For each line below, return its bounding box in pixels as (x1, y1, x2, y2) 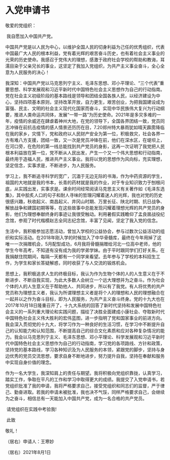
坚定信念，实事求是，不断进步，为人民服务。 (5, 162, 99, 168)
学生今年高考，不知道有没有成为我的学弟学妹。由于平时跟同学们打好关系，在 (5, 247, 165, 253)
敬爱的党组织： (5, 22, 36, 28)
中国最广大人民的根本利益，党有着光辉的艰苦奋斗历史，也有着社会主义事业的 (5, 50, 165, 56)
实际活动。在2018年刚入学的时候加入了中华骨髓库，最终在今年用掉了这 (14, 234, 162, 241)
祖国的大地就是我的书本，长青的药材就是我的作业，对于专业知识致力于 (5, 179, 152, 185)
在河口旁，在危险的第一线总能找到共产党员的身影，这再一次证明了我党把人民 (5, 143, 165, 149)
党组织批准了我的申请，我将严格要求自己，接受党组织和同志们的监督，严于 (5, 382, 160, 389)
